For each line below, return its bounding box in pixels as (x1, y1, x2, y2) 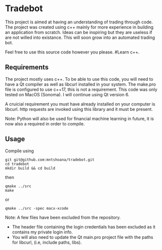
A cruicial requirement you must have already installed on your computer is (5, 101, 156, 107)
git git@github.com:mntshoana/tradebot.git (5, 157, 95, 162)
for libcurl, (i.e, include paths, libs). (12, 239, 82, 245)
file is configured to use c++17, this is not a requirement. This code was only (5, 86, 158, 92)
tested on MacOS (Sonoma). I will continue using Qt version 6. (5, 91, 130, 97)
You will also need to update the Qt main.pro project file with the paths (12, 234, 153, 240)
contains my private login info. (12, 229, 73, 235)
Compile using (5, 148, 34, 154)
